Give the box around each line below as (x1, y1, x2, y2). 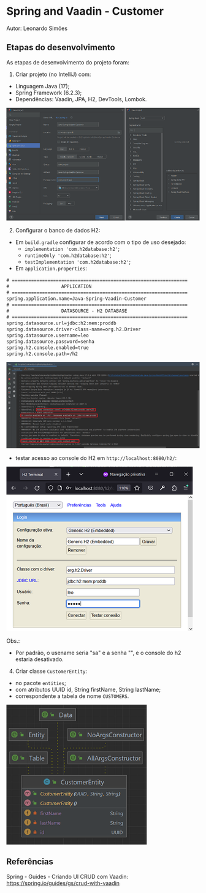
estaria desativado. (15, 655, 64, 663)
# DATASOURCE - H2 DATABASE (6, 308, 128, 314)
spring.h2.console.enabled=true (6, 345, 89, 351)
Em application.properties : (15, 265, 87, 272)
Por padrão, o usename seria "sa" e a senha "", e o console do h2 (15, 649, 181, 656)
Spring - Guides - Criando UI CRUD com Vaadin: (6, 873, 129, 880)
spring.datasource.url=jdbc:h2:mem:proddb (6, 320, 116, 326)
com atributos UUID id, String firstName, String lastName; (15, 686, 161, 693)
